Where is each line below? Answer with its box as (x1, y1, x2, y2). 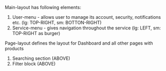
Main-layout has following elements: (5, 5, 81, 10)
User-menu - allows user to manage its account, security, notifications (12, 14, 161, 20)
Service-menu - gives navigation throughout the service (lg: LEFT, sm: (12, 25, 161, 31)
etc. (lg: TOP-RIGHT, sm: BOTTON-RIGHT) (12, 20, 102, 25)
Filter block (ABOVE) (12, 61, 56, 66)
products (5, 46, 24, 51)
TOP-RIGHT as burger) (12, 30, 60, 36)
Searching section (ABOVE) (12, 55, 70, 61)
